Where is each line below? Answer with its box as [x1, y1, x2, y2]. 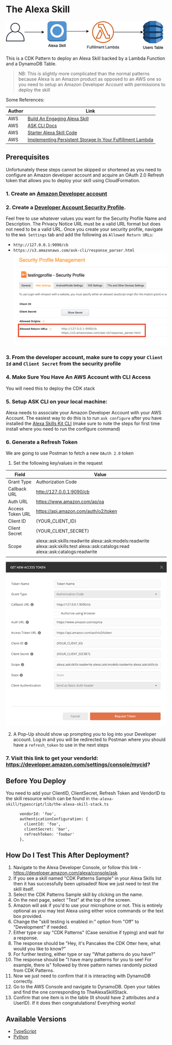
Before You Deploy [6, 777, 66, 785]
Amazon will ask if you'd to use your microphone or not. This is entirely [13, 902, 163, 909]
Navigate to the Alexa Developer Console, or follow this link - [13, 864, 141, 870]
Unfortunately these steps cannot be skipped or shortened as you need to [6, 166, 162, 172]
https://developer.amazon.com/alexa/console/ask [13, 870, 118, 876]
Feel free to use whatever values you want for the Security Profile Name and [6, 215, 166, 221]
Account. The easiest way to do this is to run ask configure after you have [6, 415, 162, 421]
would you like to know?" [13, 946, 66, 952]
